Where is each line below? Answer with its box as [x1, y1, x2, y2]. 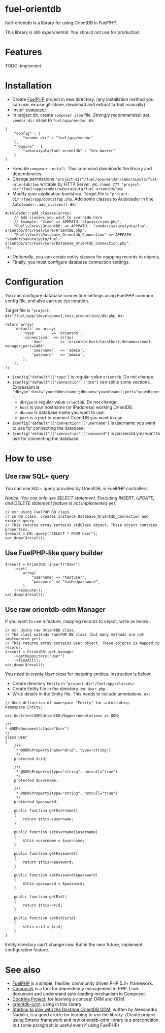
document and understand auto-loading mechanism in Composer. [12, 991, 146, 997]
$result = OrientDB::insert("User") [5, 562, 80, 567]
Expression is [12, 384, 40, 390]
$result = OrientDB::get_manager [5, 650, 74, 655]
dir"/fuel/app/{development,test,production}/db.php [5, 313, 116, 318]
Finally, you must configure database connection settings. [12, 259, 130, 265]
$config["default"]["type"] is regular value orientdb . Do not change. [12, 374, 155, 379]
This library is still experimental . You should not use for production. [5, 29, 141, 35]
